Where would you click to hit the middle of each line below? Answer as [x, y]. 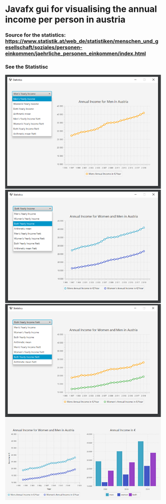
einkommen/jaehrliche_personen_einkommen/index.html [76, 54]
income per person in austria [65, 20]
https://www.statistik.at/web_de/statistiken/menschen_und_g [82, 42]
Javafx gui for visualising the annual [81, 9]
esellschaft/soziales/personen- [44, 47]
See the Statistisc [27, 67]
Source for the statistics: [35, 35]
